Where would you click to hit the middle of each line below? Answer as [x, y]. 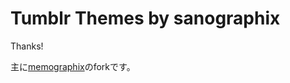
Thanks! [27, 46]
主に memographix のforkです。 [73, 66]
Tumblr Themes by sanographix [145, 18]
